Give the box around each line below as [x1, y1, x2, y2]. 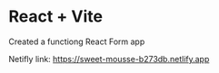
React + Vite [8, 6, 104, 27]
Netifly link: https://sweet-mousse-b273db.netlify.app [8, 53, 210, 64]
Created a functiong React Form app [8, 36, 145, 47]
